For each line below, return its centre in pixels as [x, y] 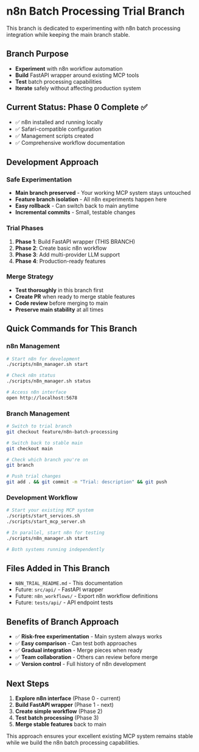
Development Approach [53, 162]
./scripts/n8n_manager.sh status [49, 381]
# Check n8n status [31, 376]
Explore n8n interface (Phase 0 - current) [68, 698]
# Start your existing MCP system [50, 510]
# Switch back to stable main [45, 443]
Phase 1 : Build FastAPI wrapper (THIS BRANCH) [75, 241]
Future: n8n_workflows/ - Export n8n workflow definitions [86, 596]
